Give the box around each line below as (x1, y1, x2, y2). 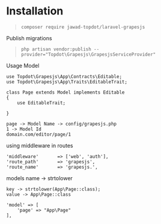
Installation (6, 4, 64, 18)
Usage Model (6, 62, 40, 69)
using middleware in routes (6, 142, 73, 149)
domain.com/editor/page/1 (6, 131, 71, 138)
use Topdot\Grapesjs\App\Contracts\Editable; (6, 73, 122, 79)
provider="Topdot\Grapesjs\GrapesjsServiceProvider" (20, 51, 156, 58)
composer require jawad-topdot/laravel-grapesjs (20, 24, 145, 30)
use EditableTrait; (17, 100, 66, 106)
